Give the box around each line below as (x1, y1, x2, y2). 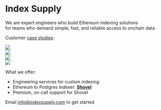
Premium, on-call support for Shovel (12, 89, 88, 95)
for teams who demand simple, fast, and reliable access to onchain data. (5, 25, 156, 31)
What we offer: (5, 69, 36, 75)
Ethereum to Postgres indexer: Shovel (12, 84, 92, 90)
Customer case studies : (5, 35, 55, 41)
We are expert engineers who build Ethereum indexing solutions (5, 20, 138, 26)
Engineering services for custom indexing (12, 78, 99, 84)
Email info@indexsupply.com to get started (5, 99, 95, 105)
